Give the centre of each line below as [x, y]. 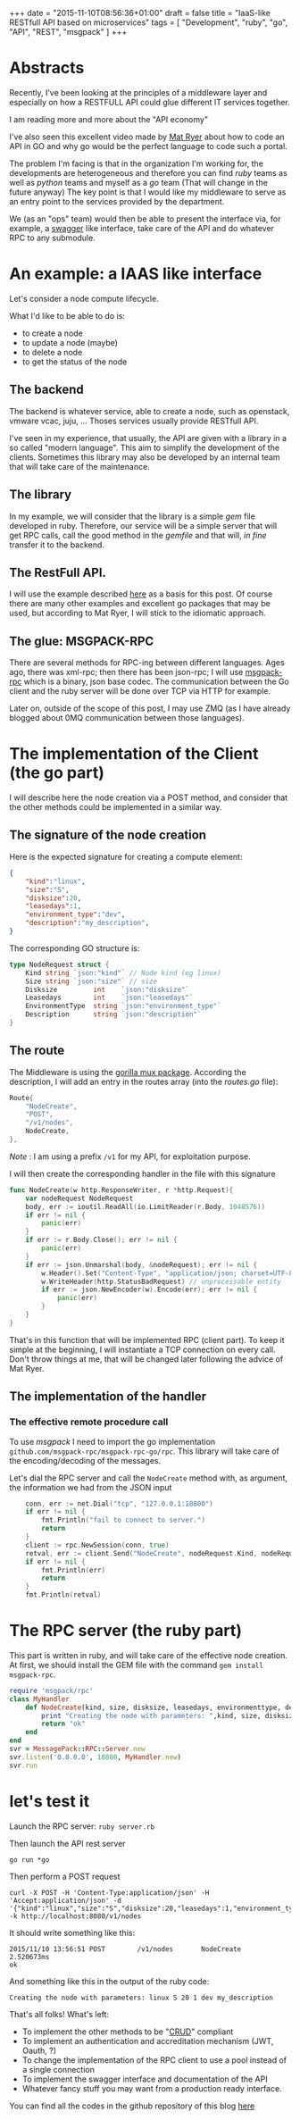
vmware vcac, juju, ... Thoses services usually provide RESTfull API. [134, 421]
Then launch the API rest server [68, 1843]
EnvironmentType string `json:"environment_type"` [123, 1006]
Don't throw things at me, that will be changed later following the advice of [146, 1359]
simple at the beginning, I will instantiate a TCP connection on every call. [142, 1349]
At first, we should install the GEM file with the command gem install [136, 1665]
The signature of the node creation [108, 835]
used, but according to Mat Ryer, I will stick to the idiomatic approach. [137, 613]
